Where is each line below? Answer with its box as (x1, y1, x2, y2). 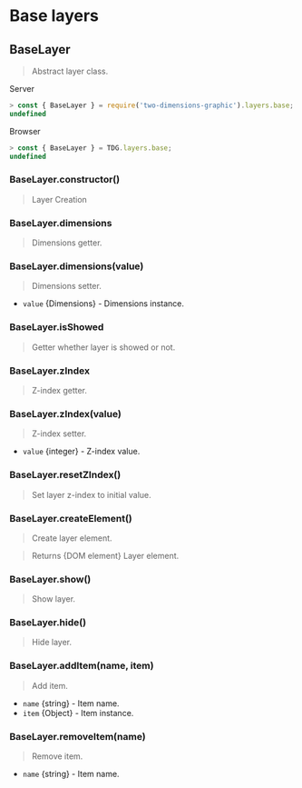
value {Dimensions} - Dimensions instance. (22, 298, 184, 309)
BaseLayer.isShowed (9, 321, 104, 334)
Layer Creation (31, 194, 88, 204)
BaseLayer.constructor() (9, 174, 121, 186)
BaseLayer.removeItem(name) (9, 730, 147, 743)
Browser (9, 125, 41, 136)
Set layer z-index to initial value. (31, 489, 151, 500)
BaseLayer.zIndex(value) (9, 407, 122, 420)
